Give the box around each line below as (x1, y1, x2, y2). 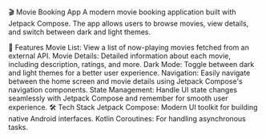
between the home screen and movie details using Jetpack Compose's (8, 77, 243, 86)
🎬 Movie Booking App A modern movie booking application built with (8, 7, 236, 17)
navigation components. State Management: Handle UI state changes (8, 85, 238, 94)
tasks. (8, 123, 29, 132)
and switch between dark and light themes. (8, 27, 151, 37)
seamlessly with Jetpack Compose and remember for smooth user (8, 93, 228, 103)
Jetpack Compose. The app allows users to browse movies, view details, (8, 19, 249, 28)
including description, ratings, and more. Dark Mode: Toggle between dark (8, 60, 255, 69)
